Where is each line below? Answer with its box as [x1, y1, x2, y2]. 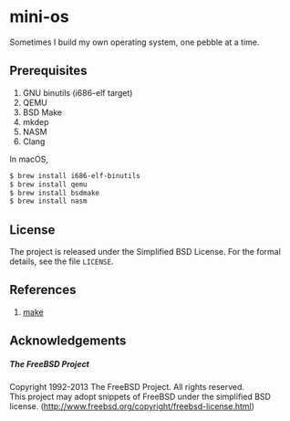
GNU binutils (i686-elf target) [22, 87, 133, 98]
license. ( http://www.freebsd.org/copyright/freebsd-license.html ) [9, 401, 255, 412]
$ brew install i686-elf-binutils [9, 171, 141, 180]
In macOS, [9, 153, 48, 164]
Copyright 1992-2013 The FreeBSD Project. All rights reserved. [9, 382, 244, 393]
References [9, 282, 77, 298]
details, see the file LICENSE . [9, 256, 114, 267]
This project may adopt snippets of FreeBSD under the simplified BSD [9, 391, 272, 403]
